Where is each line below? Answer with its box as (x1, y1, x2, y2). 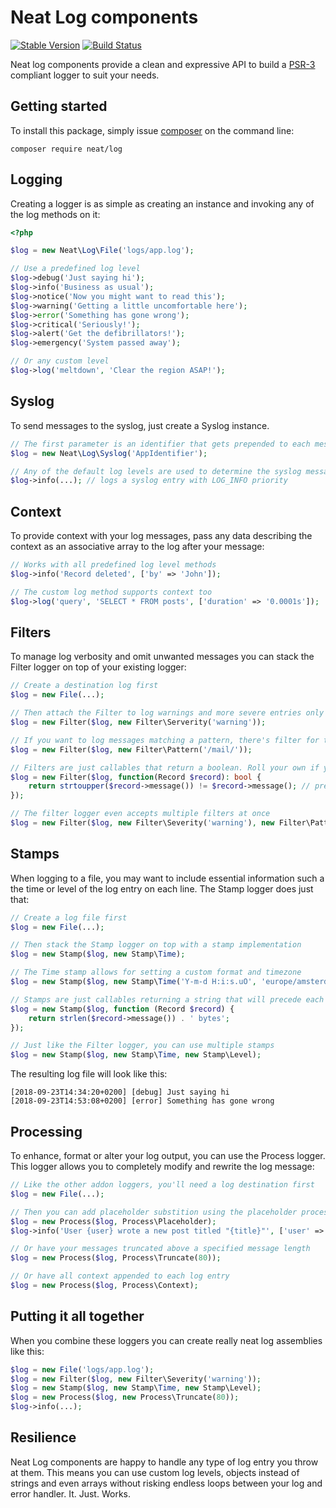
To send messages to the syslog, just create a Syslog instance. (10, 419, 270, 431)
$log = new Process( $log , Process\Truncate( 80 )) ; (10, 1253, 222, 1263)
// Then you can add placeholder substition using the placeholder (10, 1207, 298, 1217)
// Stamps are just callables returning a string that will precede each (10, 994, 325, 1005)
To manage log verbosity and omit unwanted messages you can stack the (10, 651, 315, 663)
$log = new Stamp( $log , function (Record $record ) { (10, 1004, 235, 1014)
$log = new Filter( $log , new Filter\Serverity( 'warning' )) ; (10, 717, 267, 727)
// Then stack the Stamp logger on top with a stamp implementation (10, 940, 302, 950)
